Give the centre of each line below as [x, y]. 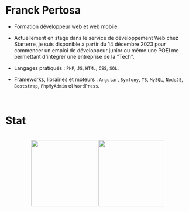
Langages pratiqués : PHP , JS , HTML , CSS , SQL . [66, 68]
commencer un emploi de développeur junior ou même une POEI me [96, 50]
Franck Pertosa [43, 10]
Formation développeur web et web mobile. [66, 26]
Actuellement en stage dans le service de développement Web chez [96, 38]
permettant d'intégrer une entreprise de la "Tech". [74, 56]
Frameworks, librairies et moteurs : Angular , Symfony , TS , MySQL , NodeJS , [99, 79]
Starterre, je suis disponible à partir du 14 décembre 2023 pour [90, 44]
